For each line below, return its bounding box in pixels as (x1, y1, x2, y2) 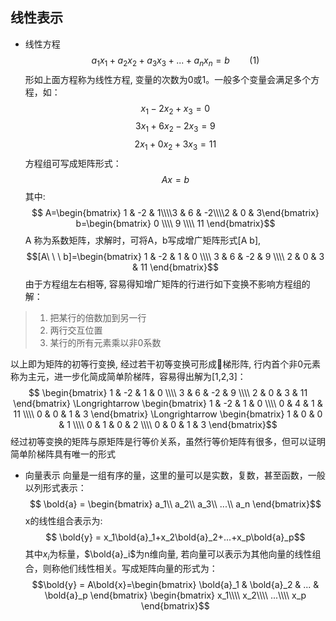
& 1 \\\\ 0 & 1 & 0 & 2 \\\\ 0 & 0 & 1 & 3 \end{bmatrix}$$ (58, 419, 278, 430)
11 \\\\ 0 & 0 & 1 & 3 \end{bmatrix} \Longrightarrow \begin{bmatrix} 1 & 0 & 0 (13, 408, 323, 420)
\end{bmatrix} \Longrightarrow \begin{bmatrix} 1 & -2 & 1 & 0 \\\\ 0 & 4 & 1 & (13, 398, 323, 409)
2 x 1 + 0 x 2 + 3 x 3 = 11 (134, 138, 217, 152)
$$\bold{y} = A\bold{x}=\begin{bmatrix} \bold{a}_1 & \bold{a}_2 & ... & (31, 578, 320, 590)
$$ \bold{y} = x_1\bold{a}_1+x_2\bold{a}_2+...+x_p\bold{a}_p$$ (45, 531, 306, 543)
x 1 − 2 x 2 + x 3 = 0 (140, 102, 211, 117)
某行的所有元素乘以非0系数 (49, 337, 162, 348)
